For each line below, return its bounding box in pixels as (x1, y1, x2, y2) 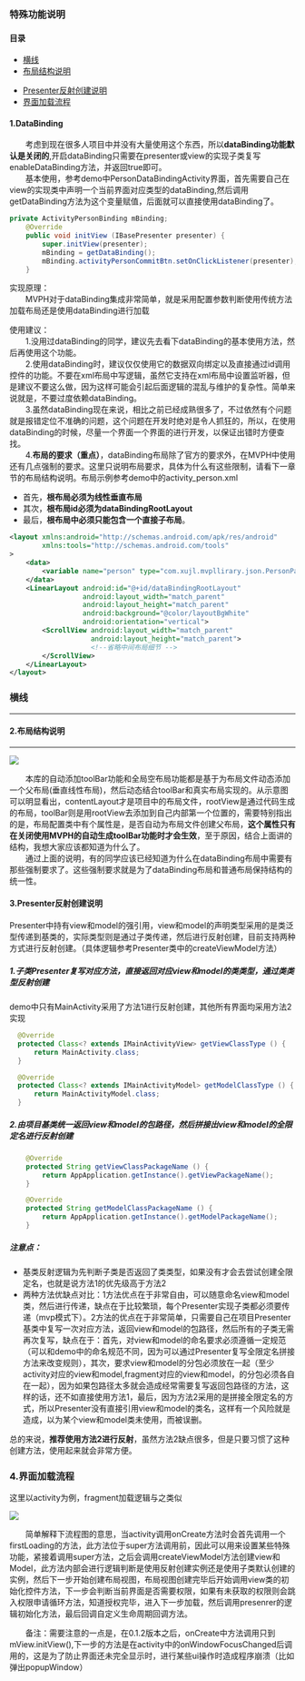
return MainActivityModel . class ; (33, 1089, 161, 1099)
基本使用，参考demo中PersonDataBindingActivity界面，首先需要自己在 (25, 173, 290, 184)
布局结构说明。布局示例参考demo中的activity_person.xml (25, 472, 239, 483)
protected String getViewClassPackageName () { (25, 1162, 209, 1171)
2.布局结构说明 (9, 725, 65, 736)
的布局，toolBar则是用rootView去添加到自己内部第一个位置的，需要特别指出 (9, 807, 292, 818)
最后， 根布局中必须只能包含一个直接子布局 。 (22, 514, 191, 525)
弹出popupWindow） (9, 1662, 88, 1673)
